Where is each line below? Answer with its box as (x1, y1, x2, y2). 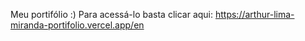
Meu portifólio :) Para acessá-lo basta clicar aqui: (10, 9, 214, 20)
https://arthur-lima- (214, 9, 295, 20)
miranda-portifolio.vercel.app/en (10, 19, 145, 31)
